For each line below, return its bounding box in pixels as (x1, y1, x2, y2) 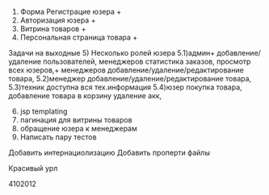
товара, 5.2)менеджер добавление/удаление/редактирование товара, (8, 74, 252, 83)
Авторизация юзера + (19, 15, 96, 25)
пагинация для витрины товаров (19, 115, 132, 124)
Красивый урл (8, 164, 58, 172)
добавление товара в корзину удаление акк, (8, 91, 162, 100)
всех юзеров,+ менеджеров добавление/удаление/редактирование (8, 65, 244, 75)
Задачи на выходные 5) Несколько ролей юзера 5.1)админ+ (8, 48, 216, 57)
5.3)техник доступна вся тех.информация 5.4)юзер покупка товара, (8, 82, 242, 92)
